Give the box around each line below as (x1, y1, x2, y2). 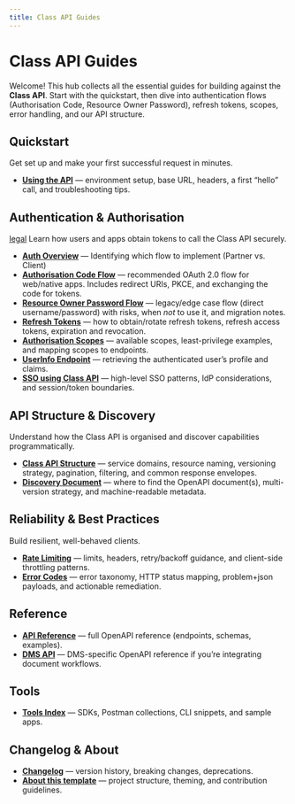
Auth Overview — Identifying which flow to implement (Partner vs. (21, 251, 266, 261)
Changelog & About (9, 742, 119, 757)
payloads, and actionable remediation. (21, 581, 162, 591)
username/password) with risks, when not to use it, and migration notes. (21, 307, 286, 318)
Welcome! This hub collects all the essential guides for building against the (9, 81, 281, 91)
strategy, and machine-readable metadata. (51, 486, 207, 497)
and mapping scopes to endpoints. (21, 344, 149, 355)
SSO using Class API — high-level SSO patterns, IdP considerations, (21, 373, 272, 383)
